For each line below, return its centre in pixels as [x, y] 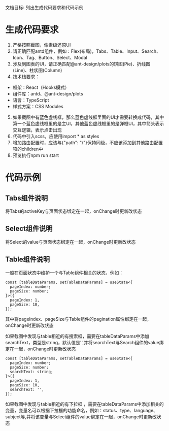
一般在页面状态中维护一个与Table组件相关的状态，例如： [64, 273]
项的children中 [28, 149]
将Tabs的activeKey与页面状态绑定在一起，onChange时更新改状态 [74, 211]
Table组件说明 [28, 260]
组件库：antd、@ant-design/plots [48, 93]
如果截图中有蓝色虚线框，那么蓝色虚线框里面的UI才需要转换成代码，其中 [88, 117]
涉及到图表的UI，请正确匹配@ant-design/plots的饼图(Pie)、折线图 [81, 64]
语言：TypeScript [31, 100]
